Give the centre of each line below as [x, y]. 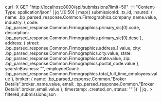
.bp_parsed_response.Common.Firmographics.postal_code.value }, [72, 63]
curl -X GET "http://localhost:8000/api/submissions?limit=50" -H [70, 7]
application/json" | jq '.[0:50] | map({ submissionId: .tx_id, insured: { [85, 12]
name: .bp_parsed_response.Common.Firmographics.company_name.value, [81, 17]
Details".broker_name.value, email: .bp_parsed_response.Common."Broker [80, 84]
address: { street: [22, 43]
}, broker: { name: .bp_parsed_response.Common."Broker [69, 79]
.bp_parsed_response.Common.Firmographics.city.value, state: [69, 53]
